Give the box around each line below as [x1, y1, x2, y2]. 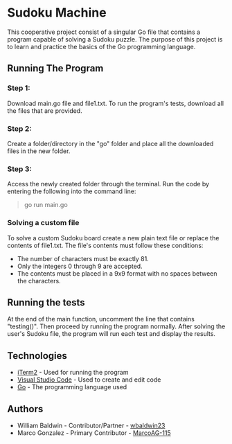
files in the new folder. [7, 147, 71, 155]
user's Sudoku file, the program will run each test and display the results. [7, 330, 216, 338]
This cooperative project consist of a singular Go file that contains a [7, 28, 201, 36]
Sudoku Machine [7, 5, 107, 21]
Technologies [7, 350, 68, 362]
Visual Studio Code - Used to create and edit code [17, 375, 161, 384]
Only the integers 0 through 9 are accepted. [17, 262, 143, 270]
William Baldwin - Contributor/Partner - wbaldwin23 [17, 421, 166, 429]
